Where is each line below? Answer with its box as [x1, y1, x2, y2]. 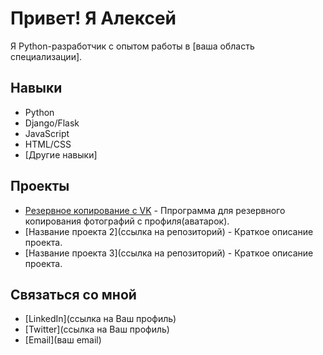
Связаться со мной [10, 286, 137, 303]
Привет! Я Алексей [10, 7, 177, 30]
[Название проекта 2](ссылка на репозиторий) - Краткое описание [24, 225, 314, 237]
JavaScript [24, 127, 70, 139]
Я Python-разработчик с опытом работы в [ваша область [10, 40, 255, 52]
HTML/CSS [24, 138, 72, 150]
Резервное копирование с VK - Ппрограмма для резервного [24, 204, 286, 216]
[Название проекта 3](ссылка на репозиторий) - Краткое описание [24, 247, 314, 259]
